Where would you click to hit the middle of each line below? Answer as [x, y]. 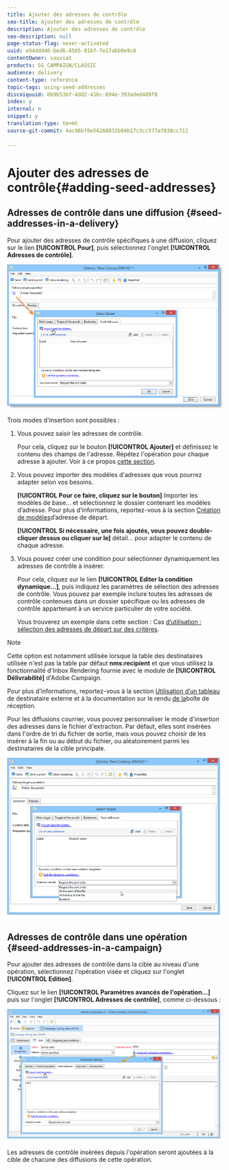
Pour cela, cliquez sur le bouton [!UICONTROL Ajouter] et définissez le [117, 447]
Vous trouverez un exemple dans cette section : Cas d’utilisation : [109, 622]
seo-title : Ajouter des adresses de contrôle [73, 22]
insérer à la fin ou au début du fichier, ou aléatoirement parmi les [98, 741]
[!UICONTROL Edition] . [40, 979]
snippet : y [23, 116]
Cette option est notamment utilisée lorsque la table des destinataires [105, 656]
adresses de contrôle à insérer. [61, 566]
